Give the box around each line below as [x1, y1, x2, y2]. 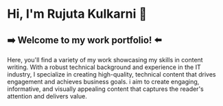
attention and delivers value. [7, 92, 87, 100]
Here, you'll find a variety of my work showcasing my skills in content [7, 56, 204, 64]
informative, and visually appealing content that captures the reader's [7, 85, 204, 93]
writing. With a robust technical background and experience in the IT [7, 63, 201, 71]
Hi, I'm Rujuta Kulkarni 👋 [7, 6, 148, 22]
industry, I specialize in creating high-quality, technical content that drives [7, 70, 216, 78]
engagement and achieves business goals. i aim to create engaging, [7, 78, 200, 85]
